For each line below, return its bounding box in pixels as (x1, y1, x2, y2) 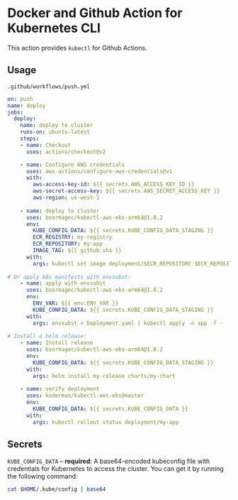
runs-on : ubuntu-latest (20, 129, 91, 136)
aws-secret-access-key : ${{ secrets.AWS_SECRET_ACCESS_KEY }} (33, 187, 220, 195)
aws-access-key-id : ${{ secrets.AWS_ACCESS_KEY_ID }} (33, 181, 195, 188)
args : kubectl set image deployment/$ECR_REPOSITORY (33, 260, 192, 267)
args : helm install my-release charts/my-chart (33, 372, 176, 379)
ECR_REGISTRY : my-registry (33, 234, 113, 241)
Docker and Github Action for (7, 5, 183, 21)
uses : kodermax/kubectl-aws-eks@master (25, 392, 144, 399)
